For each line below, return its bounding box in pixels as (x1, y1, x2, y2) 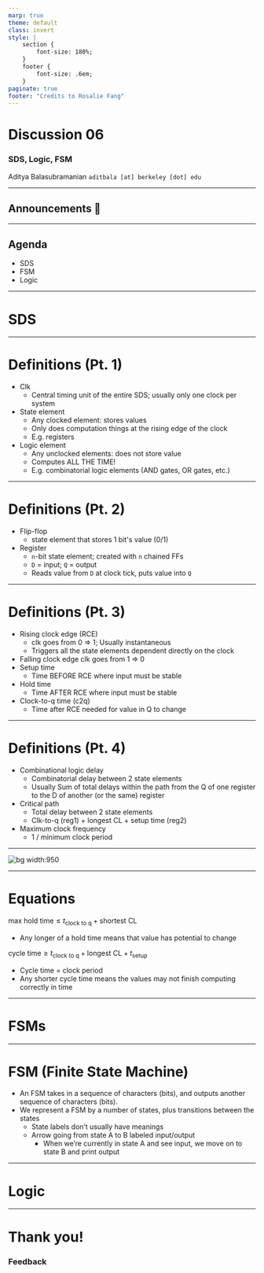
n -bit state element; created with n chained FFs (31, 552, 184, 561)
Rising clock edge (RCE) (19, 629, 98, 639)
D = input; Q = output (31, 560, 97, 570)
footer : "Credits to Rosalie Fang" (8, 92, 125, 100)
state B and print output (42, 1147, 120, 1157)
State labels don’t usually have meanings (31, 1122, 164, 1131)
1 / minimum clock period (31, 832, 113, 842)
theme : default (8, 19, 58, 27)
